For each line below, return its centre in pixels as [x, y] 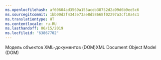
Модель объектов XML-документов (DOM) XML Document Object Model [81, 47]
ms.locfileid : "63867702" [32, 33]
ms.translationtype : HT [30, 19]
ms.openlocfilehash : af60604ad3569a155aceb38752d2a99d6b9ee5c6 [72, 10]
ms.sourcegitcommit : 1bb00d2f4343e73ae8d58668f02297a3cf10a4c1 [72, 14]
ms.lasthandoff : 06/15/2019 [34, 28]
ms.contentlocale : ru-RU [31, 24]
